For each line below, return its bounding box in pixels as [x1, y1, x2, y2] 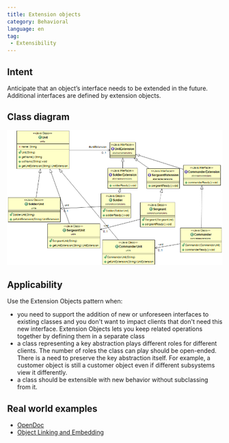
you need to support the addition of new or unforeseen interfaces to [16, 310, 209, 319]
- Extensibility [10, 40, 57, 47]
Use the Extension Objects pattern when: [7, 297, 123, 306]
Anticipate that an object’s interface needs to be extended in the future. [7, 84, 208, 92]
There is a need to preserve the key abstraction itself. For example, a [16, 354, 211, 362]
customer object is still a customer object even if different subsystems [16, 361, 215, 369]
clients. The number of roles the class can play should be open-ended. [16, 347, 217, 355]
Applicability [7, 279, 63, 291]
